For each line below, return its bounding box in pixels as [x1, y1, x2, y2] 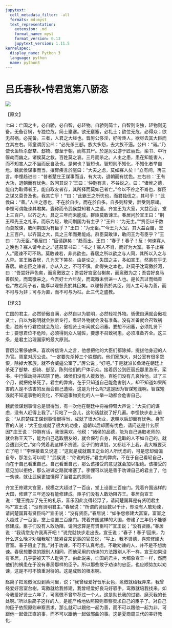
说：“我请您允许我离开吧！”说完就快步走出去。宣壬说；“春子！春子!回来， [5, 529, 161, 536]
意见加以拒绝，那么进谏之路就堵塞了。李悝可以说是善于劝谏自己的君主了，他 [5, 467, 167, 474]
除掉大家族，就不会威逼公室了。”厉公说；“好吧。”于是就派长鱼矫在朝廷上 [14, 360, 164, 366]
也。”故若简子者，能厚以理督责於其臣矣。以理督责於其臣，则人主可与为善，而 [5, 283, 167, 289]
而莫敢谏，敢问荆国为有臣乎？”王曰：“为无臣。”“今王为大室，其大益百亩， [5, 225, 159, 231]
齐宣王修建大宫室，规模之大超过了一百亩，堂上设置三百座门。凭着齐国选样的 [5, 484, 167, 490]
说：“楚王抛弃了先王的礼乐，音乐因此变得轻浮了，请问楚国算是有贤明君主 [5, 497, 160, 503]
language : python [10, 55, 47, 61]
